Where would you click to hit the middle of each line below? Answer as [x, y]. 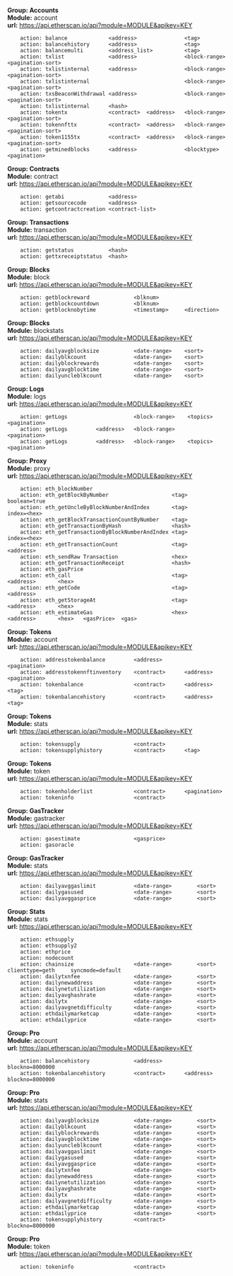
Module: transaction [37, 230]
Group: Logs [26, 389]
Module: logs [27, 396]
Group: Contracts [34, 169]
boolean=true [26, 501]
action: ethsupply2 [49, 946]
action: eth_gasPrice [52, 569]
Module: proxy [29, 468]
